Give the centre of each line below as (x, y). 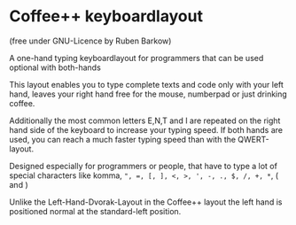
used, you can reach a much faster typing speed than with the (123, 139)
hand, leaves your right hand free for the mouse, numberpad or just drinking (148, 94)
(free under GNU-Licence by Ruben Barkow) (90, 41)
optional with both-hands (55, 67)
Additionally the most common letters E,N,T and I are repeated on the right (145, 120)
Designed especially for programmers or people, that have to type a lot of (143, 166)
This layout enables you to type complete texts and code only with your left (146, 84)
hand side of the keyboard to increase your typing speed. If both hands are (146, 129)
